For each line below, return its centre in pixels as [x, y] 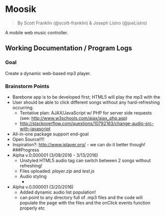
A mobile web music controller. [37, 32]
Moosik [21, 9]
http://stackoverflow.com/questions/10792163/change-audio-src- [87, 123]
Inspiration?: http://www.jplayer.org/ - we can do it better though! [79, 144]
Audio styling [33, 176]
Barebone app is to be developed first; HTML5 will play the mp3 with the [86, 97]
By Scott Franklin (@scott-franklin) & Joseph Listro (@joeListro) [82, 23]
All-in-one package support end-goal [51, 134]
